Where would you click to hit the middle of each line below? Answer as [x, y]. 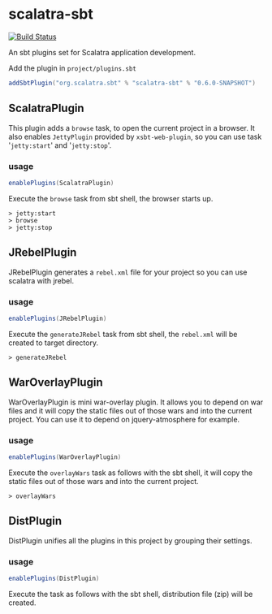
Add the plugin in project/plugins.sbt [72, 68]
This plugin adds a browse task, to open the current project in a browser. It [132, 128]
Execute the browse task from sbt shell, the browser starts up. [111, 198]
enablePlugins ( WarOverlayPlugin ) [65, 457]
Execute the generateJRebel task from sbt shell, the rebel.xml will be [123, 334]
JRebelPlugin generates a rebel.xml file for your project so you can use [128, 272]
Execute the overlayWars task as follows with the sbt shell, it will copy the [131, 473]
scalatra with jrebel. [41, 280]
